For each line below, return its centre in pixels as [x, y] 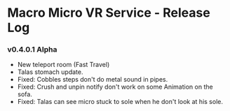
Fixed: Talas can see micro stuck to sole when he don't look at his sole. [120, 102]
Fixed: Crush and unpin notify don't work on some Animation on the [115, 87]
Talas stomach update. [50, 72]
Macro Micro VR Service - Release [109, 13]
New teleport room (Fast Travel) [63, 65]
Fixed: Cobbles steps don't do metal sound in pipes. [93, 80]
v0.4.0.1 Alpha [32, 50]
